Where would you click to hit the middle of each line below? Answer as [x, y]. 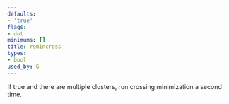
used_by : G [23, 67]
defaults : [22, 14]
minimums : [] [27, 40]
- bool [17, 60]
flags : [17, 27]
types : [17, 54]
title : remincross [34, 47]
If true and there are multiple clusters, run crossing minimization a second [115, 86]
